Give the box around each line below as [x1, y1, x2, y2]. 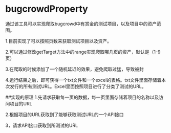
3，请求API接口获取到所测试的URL [5, 122, 78, 128]
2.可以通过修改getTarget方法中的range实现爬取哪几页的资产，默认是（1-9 [5, 49, 161, 55]
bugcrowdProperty [5, 3, 88, 15]
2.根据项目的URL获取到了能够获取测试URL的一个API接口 [5, 111, 124, 118]
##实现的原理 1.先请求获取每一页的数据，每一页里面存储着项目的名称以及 [5, 94, 159, 100]
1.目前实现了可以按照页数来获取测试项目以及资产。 [5, 38, 112, 44]
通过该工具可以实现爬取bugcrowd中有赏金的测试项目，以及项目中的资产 [5, 20, 157, 27]
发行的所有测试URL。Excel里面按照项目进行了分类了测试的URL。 [9, 83, 146, 90]
